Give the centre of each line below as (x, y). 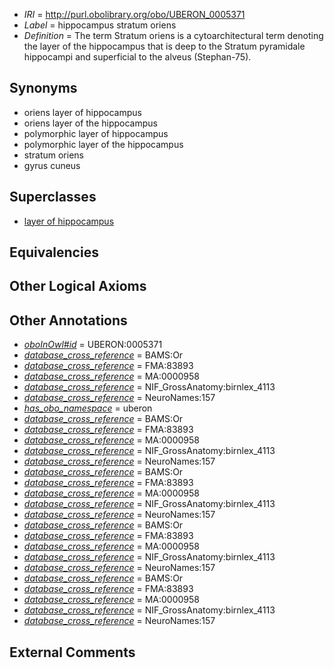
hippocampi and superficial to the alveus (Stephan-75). (137, 57)
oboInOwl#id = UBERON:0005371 (93, 345)
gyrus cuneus (52, 165)
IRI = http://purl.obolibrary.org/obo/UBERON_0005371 (134, 14)
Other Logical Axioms (78, 286)
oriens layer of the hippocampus (90, 123)
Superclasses (53, 197)
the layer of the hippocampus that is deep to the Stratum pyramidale (164, 46)
